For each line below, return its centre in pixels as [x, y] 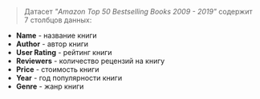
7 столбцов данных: [58, 20]
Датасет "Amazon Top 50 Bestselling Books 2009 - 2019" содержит [138, 12]
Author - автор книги [52, 44]
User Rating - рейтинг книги [64, 52]
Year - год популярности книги [69, 78]
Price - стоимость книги [57, 69]
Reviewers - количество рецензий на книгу [90, 61]
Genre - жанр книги [50, 86]
